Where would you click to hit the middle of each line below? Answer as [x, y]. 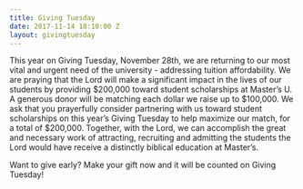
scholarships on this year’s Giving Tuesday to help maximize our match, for [150, 118]
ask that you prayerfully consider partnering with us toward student [136, 109]
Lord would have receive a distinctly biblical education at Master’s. [134, 147]
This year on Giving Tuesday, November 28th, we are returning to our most [150, 61]
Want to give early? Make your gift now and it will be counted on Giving [143, 165]
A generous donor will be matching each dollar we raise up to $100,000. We [151, 99]
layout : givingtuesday [52, 35]
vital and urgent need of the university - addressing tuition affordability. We [150, 70]
